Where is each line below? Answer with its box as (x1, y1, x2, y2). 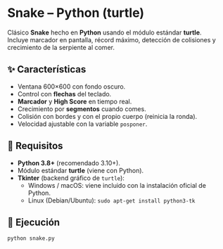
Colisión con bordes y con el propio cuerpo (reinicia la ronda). (17, 112, 198, 120)
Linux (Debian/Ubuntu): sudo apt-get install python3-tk (27, 196, 196, 205)
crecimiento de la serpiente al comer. (7, 43, 115, 51)
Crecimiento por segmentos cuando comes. (17, 104, 146, 113)
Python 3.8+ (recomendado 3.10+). (17, 158, 121, 167)
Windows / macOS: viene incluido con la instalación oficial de (27, 181, 206, 189)
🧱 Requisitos (7, 140, 63, 152)
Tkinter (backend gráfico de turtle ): (17, 174, 125, 182)
